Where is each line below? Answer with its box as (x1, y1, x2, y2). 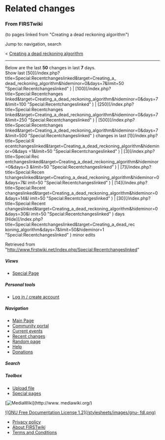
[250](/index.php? (97, 101, 134, 107)
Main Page (12, 318, 34, 323)
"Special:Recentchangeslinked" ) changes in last (28, 133, 127, 139)
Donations (12, 349, 33, 355)
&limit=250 (5, 117, 27, 123)
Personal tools (5, 282, 35, 288)
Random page (12, 339, 41, 345)
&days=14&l (5, 195, 29, 202)
